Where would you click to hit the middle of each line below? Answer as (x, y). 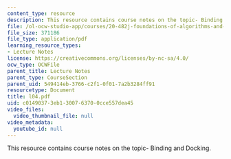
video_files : (26, 109)
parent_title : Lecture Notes (49, 71)
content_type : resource (41, 13)
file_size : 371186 (33, 33)
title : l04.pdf (29, 97)
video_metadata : (30, 122)
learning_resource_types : (44, 45)
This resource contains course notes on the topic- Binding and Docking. (109, 148)
